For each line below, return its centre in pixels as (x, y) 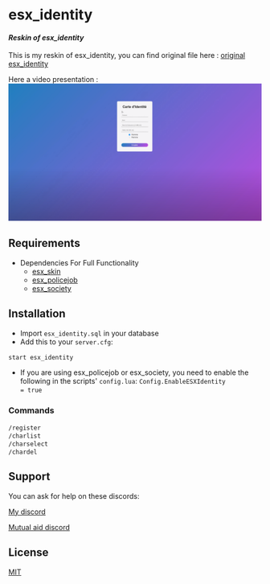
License (29, 553)
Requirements (44, 243)
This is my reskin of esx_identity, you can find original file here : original (127, 56)
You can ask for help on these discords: (74, 496)
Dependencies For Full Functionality (79, 262)
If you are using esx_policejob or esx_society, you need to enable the (134, 372)
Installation (37, 314)
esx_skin (46, 271)
